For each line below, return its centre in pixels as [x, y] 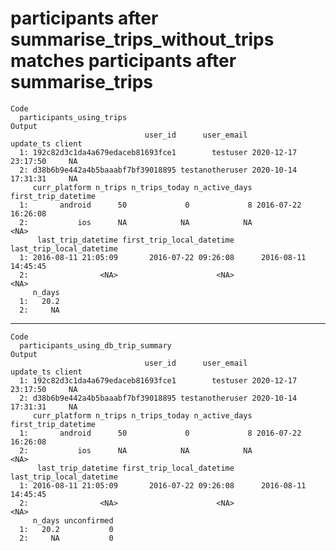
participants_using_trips [73, 117]
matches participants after [123, 61]
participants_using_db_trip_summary [95, 345]
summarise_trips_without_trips [142, 39]
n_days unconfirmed [73, 520]
